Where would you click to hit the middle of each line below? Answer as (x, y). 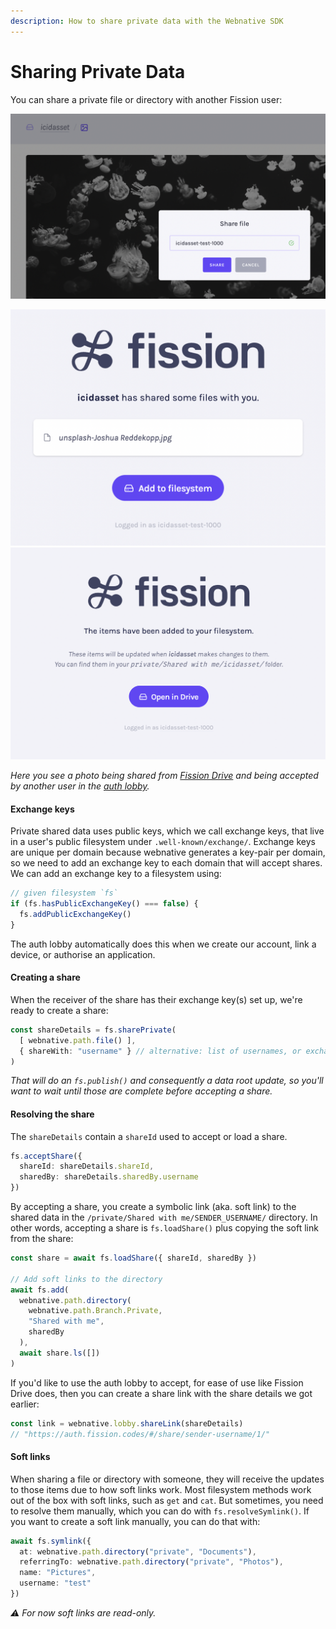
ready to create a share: (59, 1010)
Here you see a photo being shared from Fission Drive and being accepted (164, 775)
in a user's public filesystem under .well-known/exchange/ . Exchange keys (163, 842)
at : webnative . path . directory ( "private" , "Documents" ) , (138, 1551)
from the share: (42, 1239)
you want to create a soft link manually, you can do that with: (135, 1521)
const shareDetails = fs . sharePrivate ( (93, 1030)
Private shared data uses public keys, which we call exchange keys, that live (167, 831)
